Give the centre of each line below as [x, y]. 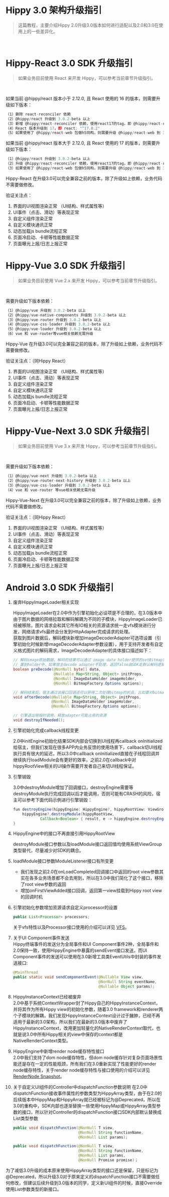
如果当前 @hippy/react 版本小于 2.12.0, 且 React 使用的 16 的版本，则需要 [81, 98]
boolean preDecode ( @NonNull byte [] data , [57, 669]
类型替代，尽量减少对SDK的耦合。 [48, 850]
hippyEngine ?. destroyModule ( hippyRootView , [68, 814]
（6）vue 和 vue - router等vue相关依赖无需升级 [49, 334]
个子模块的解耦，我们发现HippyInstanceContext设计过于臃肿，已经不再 [87, 1015]
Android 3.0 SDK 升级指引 [60, 587]
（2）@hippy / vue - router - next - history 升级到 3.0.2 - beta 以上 [68, 480]
